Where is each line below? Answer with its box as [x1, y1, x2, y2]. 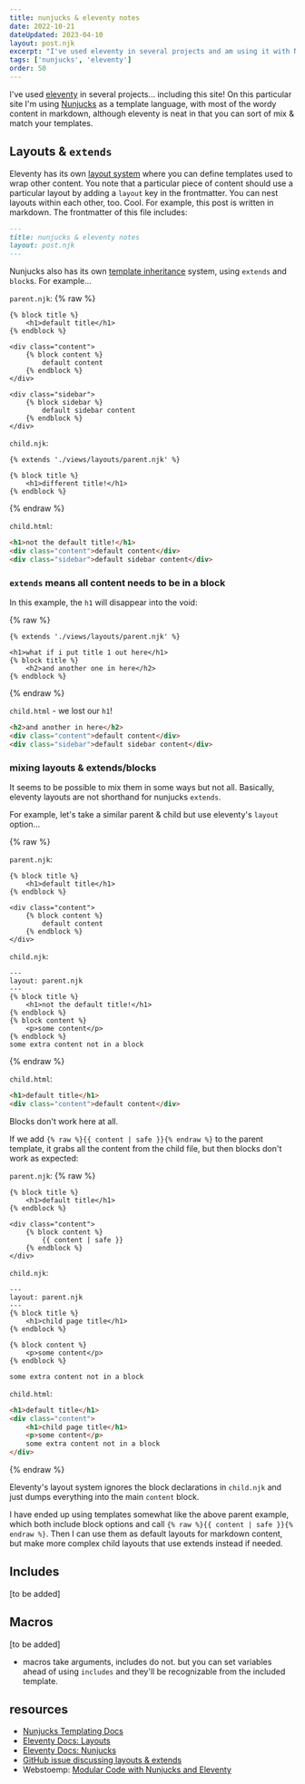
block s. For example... [9, 276, 93, 287]
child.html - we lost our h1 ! [9, 705, 113, 717]
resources [9, 1702, 68, 1718]
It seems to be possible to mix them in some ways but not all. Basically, [9, 782, 275, 793]
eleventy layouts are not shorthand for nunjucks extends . [9, 791, 221, 803]
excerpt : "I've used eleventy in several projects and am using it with [9, 47, 290, 56]
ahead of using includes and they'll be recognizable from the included [22, 1666, 286, 1677]
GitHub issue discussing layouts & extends [22, 1755, 182, 1766]
